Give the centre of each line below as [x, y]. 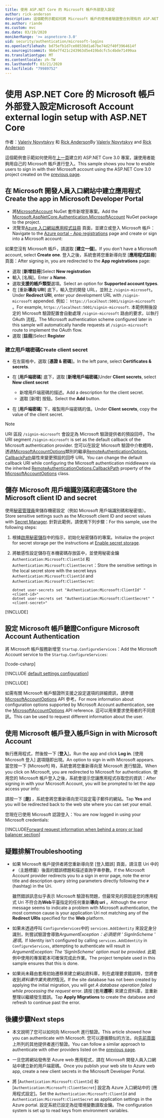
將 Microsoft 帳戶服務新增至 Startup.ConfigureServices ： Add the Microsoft [81, 649]
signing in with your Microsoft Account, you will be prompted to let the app [80, 784]
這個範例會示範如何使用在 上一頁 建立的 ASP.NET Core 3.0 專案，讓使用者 [78, 158]
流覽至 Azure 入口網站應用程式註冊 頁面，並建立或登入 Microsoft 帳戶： [83, 228]
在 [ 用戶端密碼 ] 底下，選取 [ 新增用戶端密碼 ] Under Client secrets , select [84, 377]
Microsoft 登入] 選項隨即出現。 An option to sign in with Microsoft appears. [80, 760]
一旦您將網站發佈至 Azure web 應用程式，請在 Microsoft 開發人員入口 [82, 1060]
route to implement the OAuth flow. [47, 330]
